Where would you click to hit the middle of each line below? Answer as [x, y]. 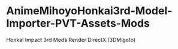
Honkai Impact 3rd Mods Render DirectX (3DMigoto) [71, 40]
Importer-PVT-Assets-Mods [78, 23]
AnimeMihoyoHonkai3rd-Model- [89, 11]
